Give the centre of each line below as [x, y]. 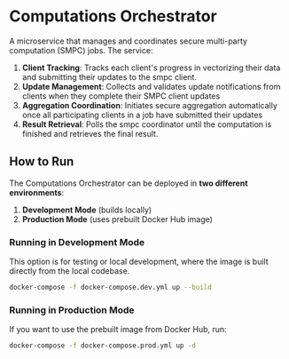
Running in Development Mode [77, 242]
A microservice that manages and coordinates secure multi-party [129, 41]
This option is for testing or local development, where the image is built [139, 262]
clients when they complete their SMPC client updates [121, 96]
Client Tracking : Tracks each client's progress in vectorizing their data [151, 68]
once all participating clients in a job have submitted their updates [142, 115]
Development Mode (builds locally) [87, 210]
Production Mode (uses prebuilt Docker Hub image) [117, 219]
